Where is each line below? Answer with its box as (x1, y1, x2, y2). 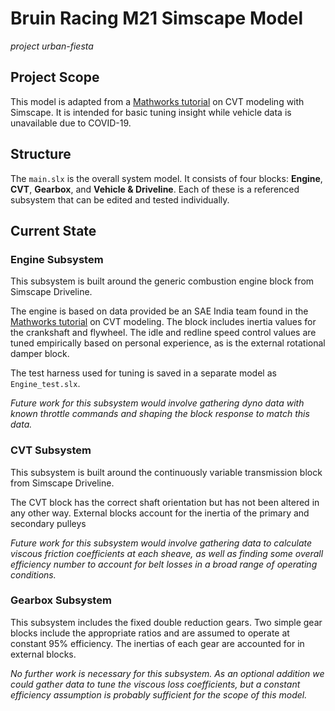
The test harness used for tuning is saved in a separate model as (10, 367, 277, 379)
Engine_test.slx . (10, 378, 81, 390)
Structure (10, 146, 72, 163)
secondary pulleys (10, 517, 87, 529)
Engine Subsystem (10, 252, 104, 266)
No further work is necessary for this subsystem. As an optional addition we (10, 667, 325, 679)
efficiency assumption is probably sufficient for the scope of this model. (10, 688, 308, 701)
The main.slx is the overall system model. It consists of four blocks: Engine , (10, 172, 323, 184)
